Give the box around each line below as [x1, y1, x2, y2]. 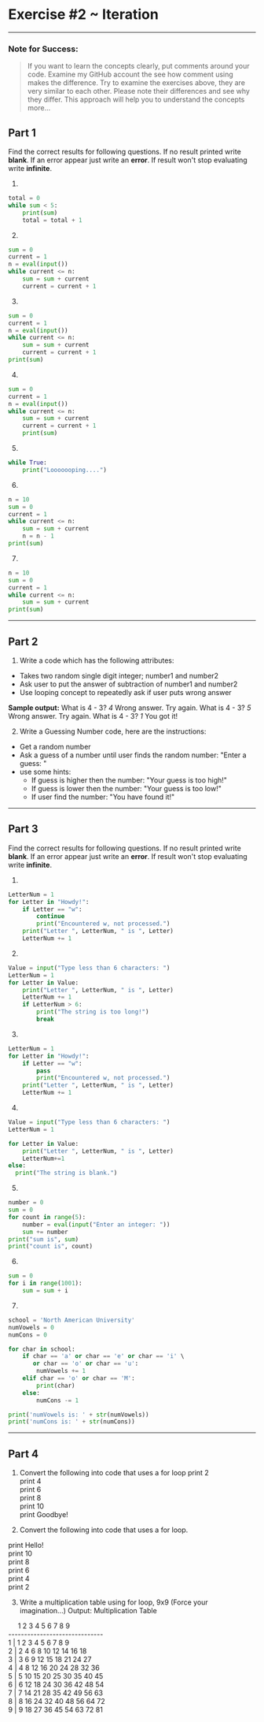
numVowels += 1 [36, 1367, 86, 1375]
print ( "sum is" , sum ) [8, 1235, 79, 1243]
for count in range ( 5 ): [8, 1213, 86, 1221]
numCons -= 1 [36, 1397, 79, 1404]
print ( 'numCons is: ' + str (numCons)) [8, 1418, 135, 1426]
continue [36, 913, 65, 921]
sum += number [22, 1228, 68, 1236]
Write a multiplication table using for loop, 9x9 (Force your [19, 1597, 208, 1607]
